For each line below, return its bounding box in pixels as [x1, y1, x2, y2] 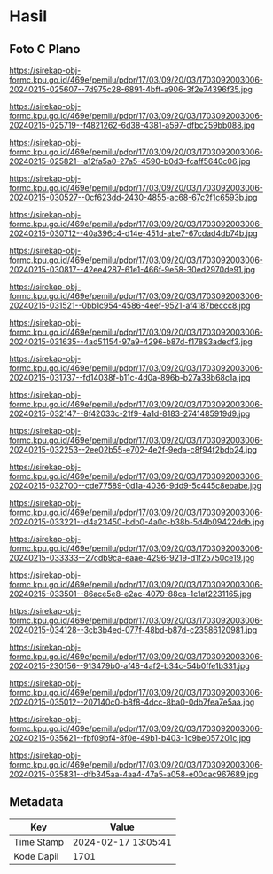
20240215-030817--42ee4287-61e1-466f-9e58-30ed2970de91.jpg [9, 264, 255, 274]
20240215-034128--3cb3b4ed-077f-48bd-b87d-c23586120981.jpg [9, 625, 258, 635]
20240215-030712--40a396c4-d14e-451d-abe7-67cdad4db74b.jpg [9, 228, 259, 239]
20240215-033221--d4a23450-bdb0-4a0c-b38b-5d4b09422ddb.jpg [9, 516, 265, 527]
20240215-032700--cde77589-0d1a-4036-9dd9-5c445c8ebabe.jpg [9, 481, 262, 491]
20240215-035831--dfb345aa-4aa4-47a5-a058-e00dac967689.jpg [9, 769, 259, 779]
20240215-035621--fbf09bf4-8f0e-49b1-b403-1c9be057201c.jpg [9, 733, 251, 743]
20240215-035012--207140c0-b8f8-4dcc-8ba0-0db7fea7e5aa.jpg [9, 697, 255, 707]
